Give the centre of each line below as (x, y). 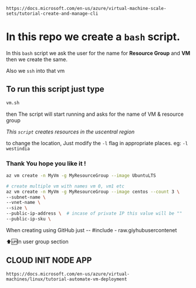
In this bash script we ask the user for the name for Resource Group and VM (98, 53)
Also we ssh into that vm (36, 71)
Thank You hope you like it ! (46, 163)
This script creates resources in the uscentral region (70, 132)
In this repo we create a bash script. (93, 37)
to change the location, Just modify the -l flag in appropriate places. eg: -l (97, 143)
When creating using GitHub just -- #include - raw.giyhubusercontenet (92, 230)
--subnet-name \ (26, 197)
